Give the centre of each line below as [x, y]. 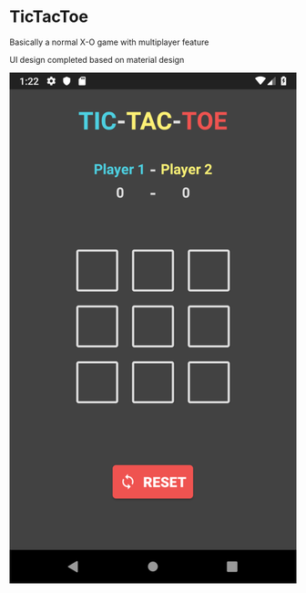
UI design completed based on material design [97, 59]
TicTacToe [49, 17]
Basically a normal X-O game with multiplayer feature [109, 42]
